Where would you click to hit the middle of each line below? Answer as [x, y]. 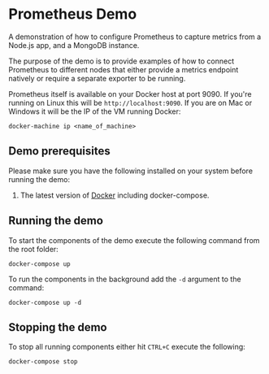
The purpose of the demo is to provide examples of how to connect [121, 61]
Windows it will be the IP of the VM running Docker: [95, 111]
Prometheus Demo [73, 14]
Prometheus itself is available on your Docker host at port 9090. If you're [130, 93]
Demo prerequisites [60, 151]
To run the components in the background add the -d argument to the [125, 279]
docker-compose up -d [45, 302]
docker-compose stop [43, 362]
